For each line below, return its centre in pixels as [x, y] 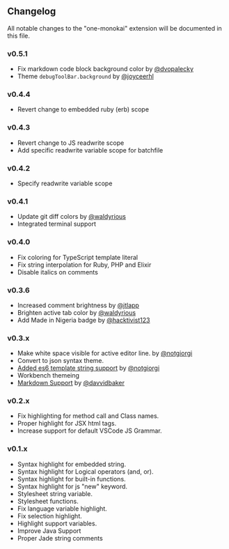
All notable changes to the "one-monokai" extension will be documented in [115, 28]
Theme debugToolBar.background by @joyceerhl [86, 77]
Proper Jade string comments [60, 538]
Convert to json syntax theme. [61, 361]
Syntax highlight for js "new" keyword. [72, 486]
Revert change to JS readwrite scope [71, 143]
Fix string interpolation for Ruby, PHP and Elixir [84, 265]
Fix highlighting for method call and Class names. [88, 416]
